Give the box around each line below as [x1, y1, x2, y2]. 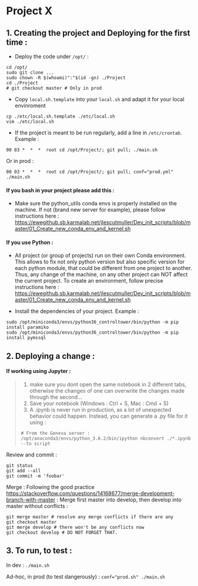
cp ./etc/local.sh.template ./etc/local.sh [6, 114, 116, 120]
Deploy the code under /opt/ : [14, 53, 89, 60]
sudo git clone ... [6, 70, 55, 76]
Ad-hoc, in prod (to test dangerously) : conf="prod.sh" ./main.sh [6, 573, 165, 580]
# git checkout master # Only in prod [6, 85, 102, 91]
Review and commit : [6, 451, 58, 458]
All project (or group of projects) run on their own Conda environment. [14, 252, 187, 259]
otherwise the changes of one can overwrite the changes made [29, 387, 185, 394]
